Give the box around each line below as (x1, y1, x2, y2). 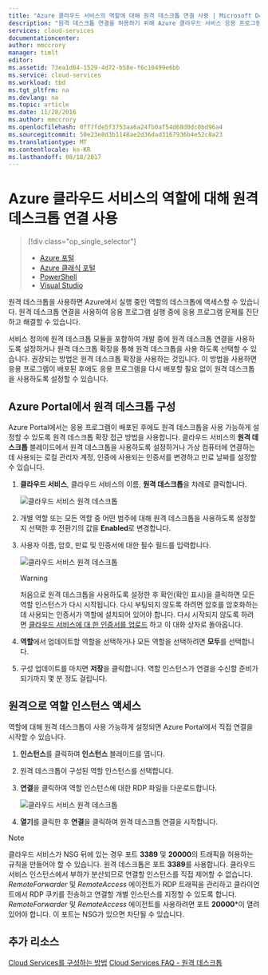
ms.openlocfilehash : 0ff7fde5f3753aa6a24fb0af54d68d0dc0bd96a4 (8, 123, 223, 131)
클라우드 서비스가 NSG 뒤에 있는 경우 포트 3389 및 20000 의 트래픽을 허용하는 (8, 849, 254, 859)
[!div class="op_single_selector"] (27, 237, 137, 246)
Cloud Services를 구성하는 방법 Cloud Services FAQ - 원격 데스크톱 (8, 957, 223, 967)
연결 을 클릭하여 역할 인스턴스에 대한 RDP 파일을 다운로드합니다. (19, 782, 218, 792)
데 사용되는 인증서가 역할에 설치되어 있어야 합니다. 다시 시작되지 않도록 (19, 610, 239, 619)
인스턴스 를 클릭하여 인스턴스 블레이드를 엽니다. (19, 749, 166, 758)
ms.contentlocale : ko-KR (8, 145, 91, 153)
